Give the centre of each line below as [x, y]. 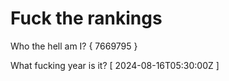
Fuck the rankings [86, 18]
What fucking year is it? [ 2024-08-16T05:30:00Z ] [115, 65]
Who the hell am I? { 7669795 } [74, 46]
